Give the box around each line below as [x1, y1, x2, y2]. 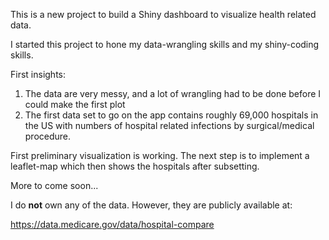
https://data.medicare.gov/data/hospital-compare [10, 219, 215, 230]
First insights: [10, 69, 67, 80]
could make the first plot [24, 99, 126, 110]
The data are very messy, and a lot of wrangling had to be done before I [24, 88, 322, 99]
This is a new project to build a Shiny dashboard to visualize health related [10, 9, 317, 20]
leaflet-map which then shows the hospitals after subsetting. [10, 160, 260, 172]
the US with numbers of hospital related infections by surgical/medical [24, 120, 315, 131]
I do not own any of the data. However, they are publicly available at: [10, 199, 293, 211]
